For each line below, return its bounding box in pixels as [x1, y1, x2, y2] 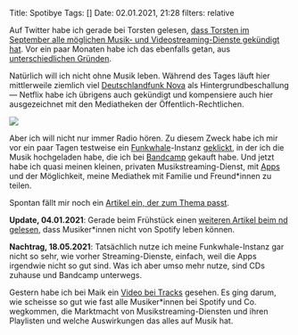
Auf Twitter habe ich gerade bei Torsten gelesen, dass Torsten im [9, 25, 250, 35]
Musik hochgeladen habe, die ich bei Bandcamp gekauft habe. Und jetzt [9, 151, 275, 162]
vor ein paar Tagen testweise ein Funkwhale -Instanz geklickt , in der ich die [9, 143, 285, 152]
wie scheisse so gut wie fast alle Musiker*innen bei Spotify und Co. [9, 297, 257, 306]
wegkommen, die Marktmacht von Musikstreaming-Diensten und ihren [9, 306, 269, 316]
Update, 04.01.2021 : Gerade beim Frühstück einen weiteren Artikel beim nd [9, 215, 288, 225]
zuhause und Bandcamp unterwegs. [9, 270, 143, 280]
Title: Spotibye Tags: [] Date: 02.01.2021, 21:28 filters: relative [9, 8, 235, 18]
